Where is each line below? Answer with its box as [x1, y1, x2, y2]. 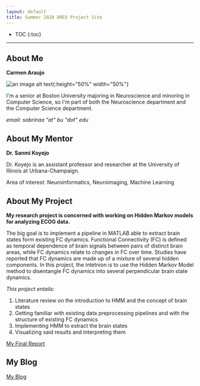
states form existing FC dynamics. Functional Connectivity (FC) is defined [6, 236, 187, 243]
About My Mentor [6, 133, 73, 143]
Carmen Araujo [6, 69, 45, 76]
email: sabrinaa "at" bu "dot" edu [6, 117, 89, 124]
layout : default [6, 8, 46, 15]
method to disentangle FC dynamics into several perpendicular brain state [6, 267, 188, 274]
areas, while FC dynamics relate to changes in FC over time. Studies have [6, 248, 186, 256]
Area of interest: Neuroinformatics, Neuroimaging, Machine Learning [6, 179, 174, 186]
